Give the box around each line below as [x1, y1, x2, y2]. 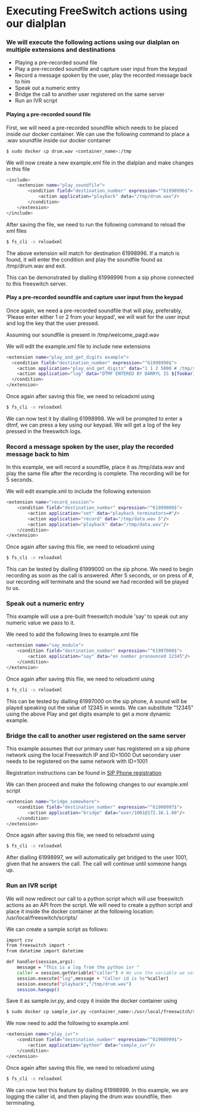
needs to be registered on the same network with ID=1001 [6, 758, 148, 765]
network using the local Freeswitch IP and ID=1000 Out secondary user [6, 751, 182, 759]
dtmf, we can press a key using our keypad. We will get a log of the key [6, 421, 181, 428]
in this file [6, 165, 30, 172]
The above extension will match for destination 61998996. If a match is [6, 249, 180, 257]
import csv [6, 937, 33, 943]
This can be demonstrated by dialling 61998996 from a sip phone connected [6, 274, 194, 281]
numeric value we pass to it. [6, 619, 76, 626]
